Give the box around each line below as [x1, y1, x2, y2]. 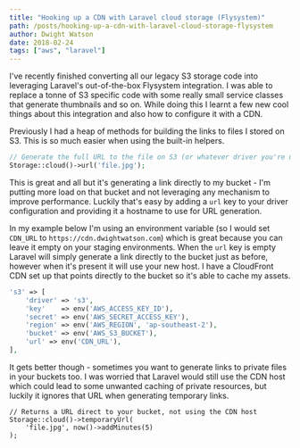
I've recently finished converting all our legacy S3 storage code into [9, 71, 259, 81]
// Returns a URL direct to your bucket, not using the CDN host [9, 407, 257, 416]
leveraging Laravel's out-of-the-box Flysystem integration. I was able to [9, 80, 273, 91]
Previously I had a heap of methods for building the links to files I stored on [9, 126, 285, 137]
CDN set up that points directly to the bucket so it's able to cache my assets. [9, 270, 291, 281]
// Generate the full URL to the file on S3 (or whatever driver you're [9, 153, 286, 162]
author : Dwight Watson [9, 29, 94, 38]
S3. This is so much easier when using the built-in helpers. [9, 136, 225, 146]
